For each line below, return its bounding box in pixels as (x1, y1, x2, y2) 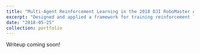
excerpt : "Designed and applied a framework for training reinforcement (6, 14, 190, 20)
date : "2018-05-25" (6, 19, 55, 25)
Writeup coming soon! (6, 41, 61, 48)
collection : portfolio (6, 25, 62, 31)
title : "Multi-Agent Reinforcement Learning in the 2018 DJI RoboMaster (6, 8, 190, 15)
